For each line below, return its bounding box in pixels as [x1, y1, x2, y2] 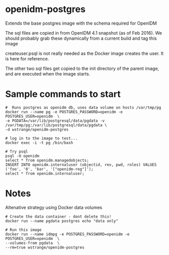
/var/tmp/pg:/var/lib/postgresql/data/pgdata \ [5, 122, 107, 128]
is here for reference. [5, 55, 49, 61]
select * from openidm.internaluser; [5, 171, 85, 176]
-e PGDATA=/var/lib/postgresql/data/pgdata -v [5, 118, 105, 123]
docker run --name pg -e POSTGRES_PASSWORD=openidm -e [5, 109, 123, 114]
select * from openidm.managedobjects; [5, 157, 89, 163]
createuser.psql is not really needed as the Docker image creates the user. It [5, 50, 164, 56]
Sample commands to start [5, 89, 121, 100]
